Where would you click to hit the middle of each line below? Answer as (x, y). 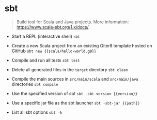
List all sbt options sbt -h (37, 112)
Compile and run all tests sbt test (46, 60)
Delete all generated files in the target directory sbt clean (70, 69)
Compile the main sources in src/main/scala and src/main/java (75, 79)
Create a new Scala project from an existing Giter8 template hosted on (82, 45)
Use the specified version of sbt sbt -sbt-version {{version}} (74, 93)
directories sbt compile (35, 84)
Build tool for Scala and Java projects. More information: (73, 22)
